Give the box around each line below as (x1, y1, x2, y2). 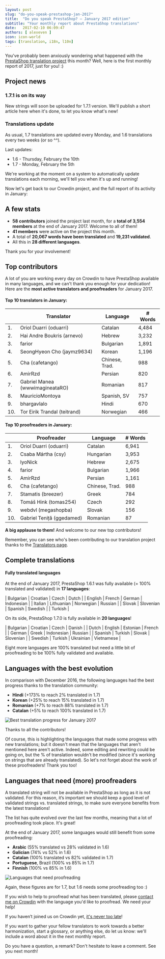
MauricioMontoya (20, 392, 61, 399)
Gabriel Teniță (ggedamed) (20, 514, 82, 521)
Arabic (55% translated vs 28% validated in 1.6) (12, 844, 110, 850)
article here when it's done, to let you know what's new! (5, 109, 118, 114)
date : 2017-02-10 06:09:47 (5, 26, 65, 30)
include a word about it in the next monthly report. (5, 933, 107, 939)
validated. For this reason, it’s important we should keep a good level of (5, 795, 149, 800)
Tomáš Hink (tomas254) (20, 498, 77, 505)
